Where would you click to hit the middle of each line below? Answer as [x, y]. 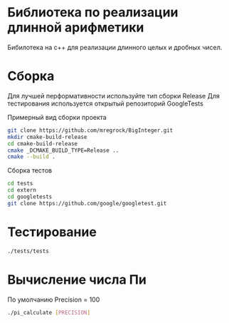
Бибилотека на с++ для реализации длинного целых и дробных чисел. [115, 47]
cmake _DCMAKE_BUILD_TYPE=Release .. [63, 150]
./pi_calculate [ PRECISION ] [49, 312]
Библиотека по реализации [93, 12]
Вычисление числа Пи [77, 280]
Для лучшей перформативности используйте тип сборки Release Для [114, 96]
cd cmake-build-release [43, 143]
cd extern [22, 190]
